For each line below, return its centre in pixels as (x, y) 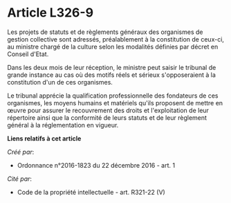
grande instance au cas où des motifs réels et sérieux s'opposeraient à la (112, 75)
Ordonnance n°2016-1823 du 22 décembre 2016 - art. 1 (96, 165)
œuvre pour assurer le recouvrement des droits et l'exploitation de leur (108, 110)
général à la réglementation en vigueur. (63, 125)
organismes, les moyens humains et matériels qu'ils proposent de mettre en (115, 103)
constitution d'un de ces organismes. (60, 82)
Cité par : (20, 179)
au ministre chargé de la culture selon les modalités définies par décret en (113, 46)
